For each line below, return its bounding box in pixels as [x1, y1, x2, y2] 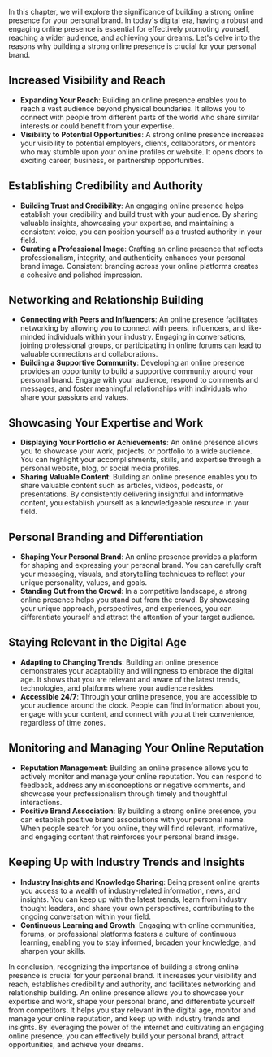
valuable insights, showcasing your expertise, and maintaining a [19, 218, 235, 227]
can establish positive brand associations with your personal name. [19, 814, 246, 824]
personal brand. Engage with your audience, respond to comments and [19, 375, 259, 385]
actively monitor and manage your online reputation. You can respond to [19, 771, 262, 781]
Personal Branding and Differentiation [8, 530, 204, 544]
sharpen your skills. [19, 946, 86, 955]
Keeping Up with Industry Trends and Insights [8, 856, 245, 869]
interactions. [19, 797, 63, 807]
